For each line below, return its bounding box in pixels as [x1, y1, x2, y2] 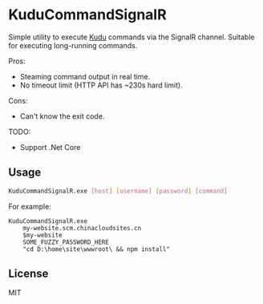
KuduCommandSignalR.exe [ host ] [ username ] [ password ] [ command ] [8, 187, 228, 195]
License [8, 267, 49, 281]
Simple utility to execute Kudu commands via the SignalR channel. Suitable [8, 32, 255, 42]
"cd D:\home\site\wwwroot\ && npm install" [22, 245, 171, 253]
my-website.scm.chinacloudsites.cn [22, 224, 142, 232]
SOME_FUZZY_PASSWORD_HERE [22, 238, 110, 246]
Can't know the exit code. [19, 111, 105, 121]
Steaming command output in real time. [19, 71, 151, 81]
